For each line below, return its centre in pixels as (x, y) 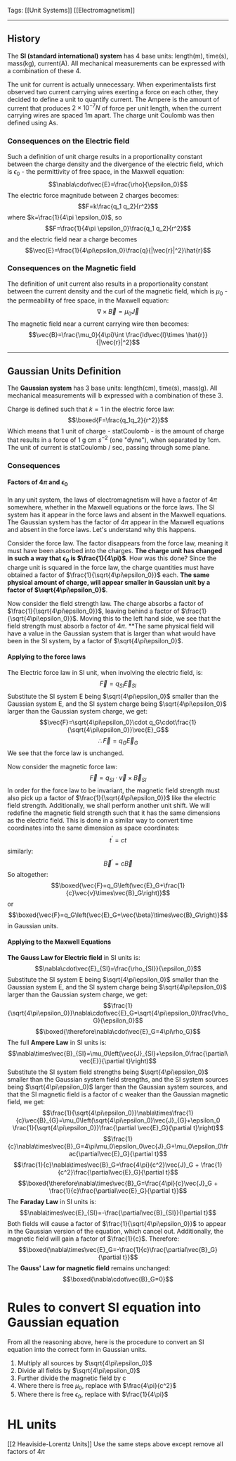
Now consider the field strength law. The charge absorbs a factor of (105, 603)
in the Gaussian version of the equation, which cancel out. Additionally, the (115, 1231)
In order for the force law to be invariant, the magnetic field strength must (113, 790)
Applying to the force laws (47, 657)
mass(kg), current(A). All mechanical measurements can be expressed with (116, 63)
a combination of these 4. (44, 70)
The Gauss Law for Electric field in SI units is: (74, 957)
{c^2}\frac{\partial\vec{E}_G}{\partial (111, 1172)
